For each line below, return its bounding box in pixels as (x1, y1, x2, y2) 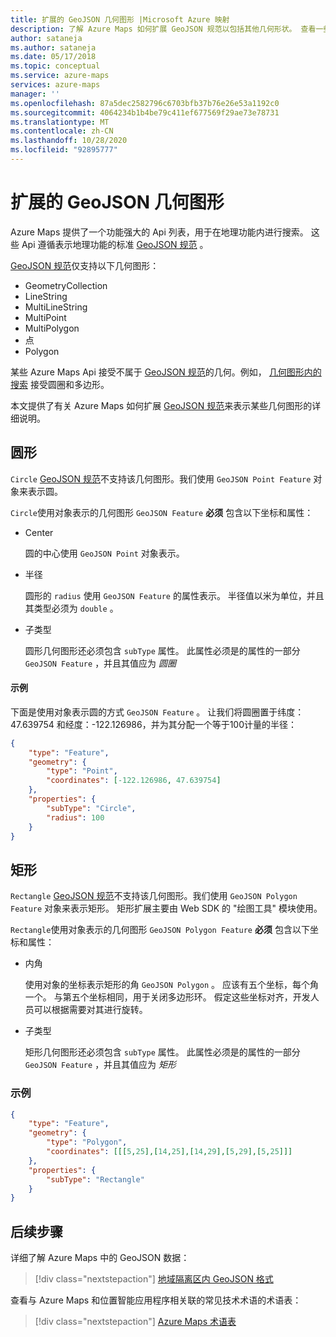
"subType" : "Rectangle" (46, 1174, 145, 1185)
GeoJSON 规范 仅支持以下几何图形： (10, 259, 160, 271)
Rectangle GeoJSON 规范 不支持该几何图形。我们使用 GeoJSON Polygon (10, 890, 298, 902)
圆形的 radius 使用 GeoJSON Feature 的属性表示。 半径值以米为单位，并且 (24, 589, 325, 601)
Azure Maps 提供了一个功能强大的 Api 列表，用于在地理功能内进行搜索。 (10, 226, 309, 238)
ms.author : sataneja (10, 42, 97, 53)
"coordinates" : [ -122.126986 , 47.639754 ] (46, 776, 222, 786)
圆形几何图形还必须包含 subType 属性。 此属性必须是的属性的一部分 (24, 644, 301, 656)
